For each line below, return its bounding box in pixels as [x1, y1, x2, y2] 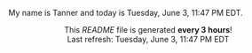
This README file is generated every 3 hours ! [64, 25, 232, 34]
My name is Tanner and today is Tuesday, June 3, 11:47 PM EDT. [8, 8, 243, 18]
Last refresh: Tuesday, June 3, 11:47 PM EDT [67, 34, 230, 44]
